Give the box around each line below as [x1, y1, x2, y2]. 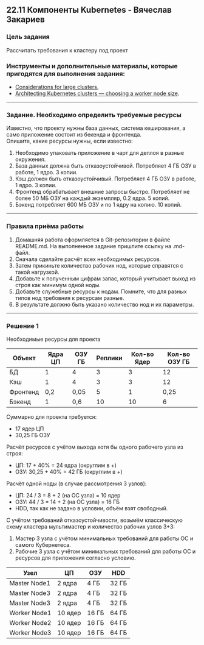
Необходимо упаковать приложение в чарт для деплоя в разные [15, 149, 184, 157]
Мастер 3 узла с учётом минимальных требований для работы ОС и [15, 535, 194, 542]
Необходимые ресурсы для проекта [6, 335, 101, 343]
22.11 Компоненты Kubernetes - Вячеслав [6, 5, 172, 15]
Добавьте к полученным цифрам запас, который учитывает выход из [15, 274, 196, 282]
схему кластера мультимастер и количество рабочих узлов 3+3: [6, 522, 175, 530]
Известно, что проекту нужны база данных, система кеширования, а [6, 124, 186, 132]
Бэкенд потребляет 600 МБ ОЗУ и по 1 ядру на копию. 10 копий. [15, 201, 182, 208]
